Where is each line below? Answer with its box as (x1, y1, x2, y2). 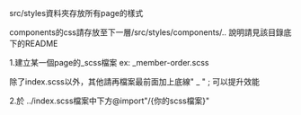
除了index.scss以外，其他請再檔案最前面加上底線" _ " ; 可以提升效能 (9, 76, 261, 87)
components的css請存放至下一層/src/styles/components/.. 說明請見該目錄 (9, 27, 285, 38)
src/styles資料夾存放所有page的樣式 (9, 8, 144, 18)
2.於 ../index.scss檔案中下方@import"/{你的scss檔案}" (9, 95, 209, 106)
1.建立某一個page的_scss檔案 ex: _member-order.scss (9, 57, 209, 67)
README (24, 39, 58, 49)
